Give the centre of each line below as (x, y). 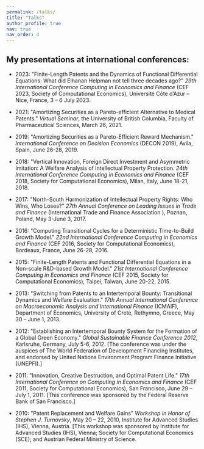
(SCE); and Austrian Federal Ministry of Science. (76, 439)
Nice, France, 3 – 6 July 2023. (53, 100)
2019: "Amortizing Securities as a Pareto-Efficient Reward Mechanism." (104, 137)
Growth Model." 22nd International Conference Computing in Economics (106, 237)
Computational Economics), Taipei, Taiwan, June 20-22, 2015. (93, 281)
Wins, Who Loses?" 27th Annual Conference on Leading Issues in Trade (106, 206)
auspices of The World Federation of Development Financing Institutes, (104, 350)
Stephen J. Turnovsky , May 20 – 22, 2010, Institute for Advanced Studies (107, 420)
